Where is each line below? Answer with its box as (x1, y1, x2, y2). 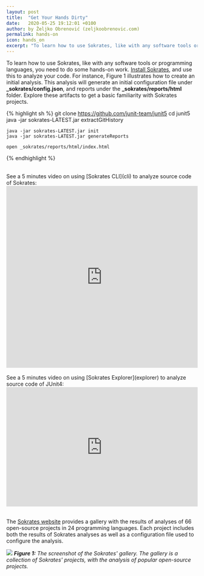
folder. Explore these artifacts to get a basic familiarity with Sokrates (6, 92, 177, 99)
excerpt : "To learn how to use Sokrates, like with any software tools (6, 43, 191, 49)
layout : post (6, 8, 39, 15)
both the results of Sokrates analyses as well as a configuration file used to (6, 531, 194, 538)
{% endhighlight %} (6, 154, 56, 161)
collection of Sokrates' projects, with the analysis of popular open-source (6, 556, 191, 563)
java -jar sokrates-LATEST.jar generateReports (6, 133, 129, 139)
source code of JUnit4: (6, 380, 64, 387)
